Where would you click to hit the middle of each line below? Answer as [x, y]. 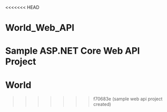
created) [102, 104]
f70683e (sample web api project [128, 99]
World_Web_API [40, 28]
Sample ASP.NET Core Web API [73, 51]
